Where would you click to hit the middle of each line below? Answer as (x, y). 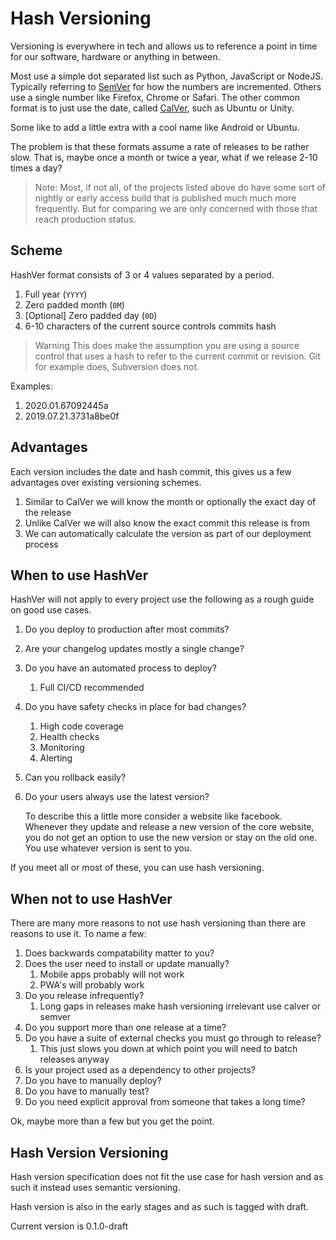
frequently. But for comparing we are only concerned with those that (176, 208)
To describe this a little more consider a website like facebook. (153, 816)
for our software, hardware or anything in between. (115, 56)
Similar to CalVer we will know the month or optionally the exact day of (170, 501)
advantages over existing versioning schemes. (106, 482)
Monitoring (62, 748)
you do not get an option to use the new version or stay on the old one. (171, 838)
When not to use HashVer (91, 898)
